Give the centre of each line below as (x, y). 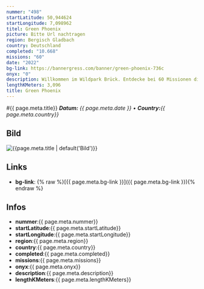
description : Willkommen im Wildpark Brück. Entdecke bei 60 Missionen (99, 79)
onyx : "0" (19, 74)
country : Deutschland (34, 46)
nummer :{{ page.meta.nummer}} (56, 222)
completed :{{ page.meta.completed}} (63, 254)
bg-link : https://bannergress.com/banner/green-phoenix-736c (85, 68)
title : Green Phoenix (34, 91)
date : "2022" (23, 62)
